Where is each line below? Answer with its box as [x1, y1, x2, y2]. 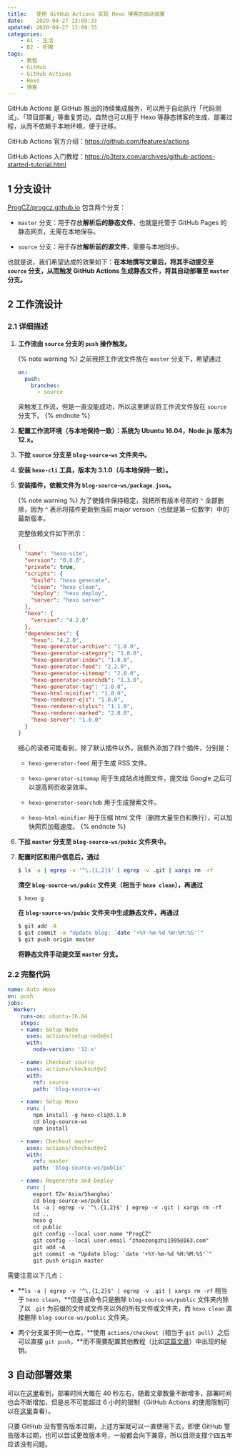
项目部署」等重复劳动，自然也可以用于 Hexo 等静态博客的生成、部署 [26, 113, 226, 121]
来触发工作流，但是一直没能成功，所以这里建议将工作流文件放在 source [17, 402, 227, 411]
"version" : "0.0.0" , [24, 557, 86, 564]
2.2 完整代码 [7, 969, 51, 979]
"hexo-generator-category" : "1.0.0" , [31, 650, 144, 657]
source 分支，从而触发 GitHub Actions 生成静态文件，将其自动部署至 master [7, 267, 230, 275]
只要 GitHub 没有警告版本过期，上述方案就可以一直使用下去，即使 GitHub [7, 1422, 223, 1431]
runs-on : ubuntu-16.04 [20, 1013, 88, 1020]
